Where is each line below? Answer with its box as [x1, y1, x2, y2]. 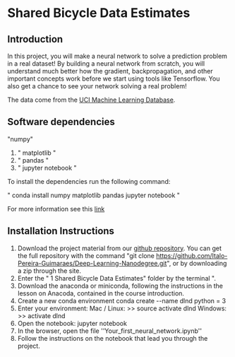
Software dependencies [7, 116, 115, 128]
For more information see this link [7, 204, 105, 213]
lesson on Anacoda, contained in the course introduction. [17, 288, 185, 298]
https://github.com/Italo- [156, 251, 228, 259]
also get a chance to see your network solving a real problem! [7, 82, 187, 90]
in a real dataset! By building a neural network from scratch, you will [7, 59, 205, 68]
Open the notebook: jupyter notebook [17, 319, 127, 327]
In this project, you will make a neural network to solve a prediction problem [7, 52, 228, 60]
